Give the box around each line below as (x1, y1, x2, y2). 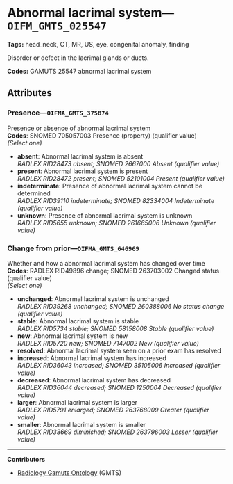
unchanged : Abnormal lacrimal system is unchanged (17, 294, 169, 303)
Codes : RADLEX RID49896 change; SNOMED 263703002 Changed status (7, 266, 220, 275)
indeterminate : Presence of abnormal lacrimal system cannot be (17, 181, 203, 190)
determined (17, 189, 51, 197)
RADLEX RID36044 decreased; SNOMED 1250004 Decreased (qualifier (17, 383, 222, 392)
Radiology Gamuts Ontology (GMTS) (17, 468, 122, 477)
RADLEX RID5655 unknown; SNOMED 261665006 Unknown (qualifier (17, 218, 216, 227)
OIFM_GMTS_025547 (7, 19, 107, 33)
